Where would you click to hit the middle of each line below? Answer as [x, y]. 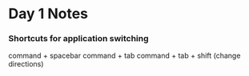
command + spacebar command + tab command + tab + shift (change [124, 55]
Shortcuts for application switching [79, 39]
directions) [26, 64]
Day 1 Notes [48, 14]
